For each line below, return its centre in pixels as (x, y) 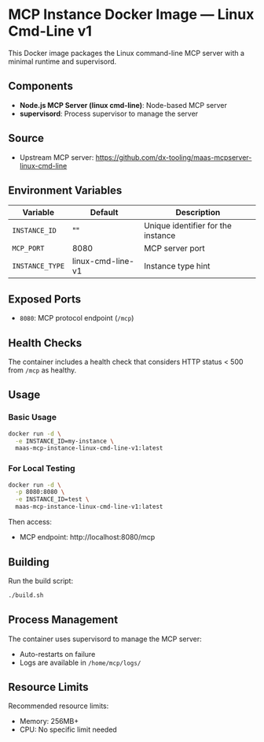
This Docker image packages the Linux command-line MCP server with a (126, 53)
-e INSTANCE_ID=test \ (52, 499)
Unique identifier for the (188, 226)
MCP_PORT (28, 249)
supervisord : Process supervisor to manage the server (109, 113)
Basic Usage (33, 417)
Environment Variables (65, 190)
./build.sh (26, 595)
